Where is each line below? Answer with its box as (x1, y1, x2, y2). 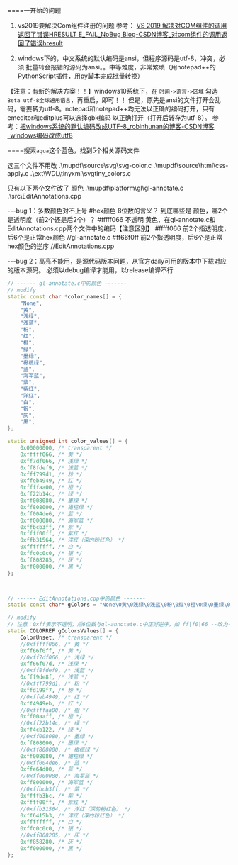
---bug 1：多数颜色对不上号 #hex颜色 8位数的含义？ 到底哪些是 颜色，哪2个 (7, 206, 228, 215)
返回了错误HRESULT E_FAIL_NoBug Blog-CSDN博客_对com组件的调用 (17, 30, 222, 38)
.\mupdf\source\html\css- (153, 162, 229, 169)
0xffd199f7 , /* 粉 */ (20, 686, 83, 693)
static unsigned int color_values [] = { (7, 438, 129, 445)
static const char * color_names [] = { (7, 293, 122, 300)
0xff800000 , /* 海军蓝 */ (20, 779, 93, 786)
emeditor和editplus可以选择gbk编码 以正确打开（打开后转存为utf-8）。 (7, 113, 211, 122)
